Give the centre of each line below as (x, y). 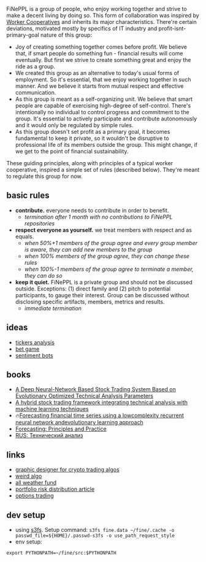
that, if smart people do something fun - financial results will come (99, 53)
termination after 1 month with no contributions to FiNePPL (98, 217)
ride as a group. (35, 66)
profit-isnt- (172, 28)
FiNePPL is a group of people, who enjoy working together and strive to (97, 9)
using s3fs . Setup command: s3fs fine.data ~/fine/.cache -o (95, 530)
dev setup (26, 515)
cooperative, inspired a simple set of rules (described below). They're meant (103, 170)
